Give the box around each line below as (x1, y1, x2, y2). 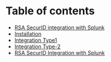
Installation (14, 30, 42, 37)
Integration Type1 (14, 36, 58, 44)
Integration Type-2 (14, 43, 61, 50)
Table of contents (5, 4, 95, 18)
